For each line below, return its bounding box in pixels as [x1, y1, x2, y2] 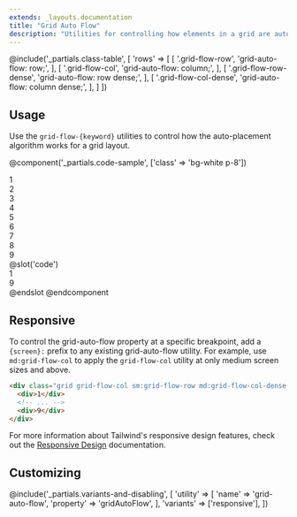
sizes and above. [9, 364, 71, 375]
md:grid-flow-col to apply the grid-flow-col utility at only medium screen [9, 355, 279, 365]
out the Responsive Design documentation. [9, 439, 166, 451]
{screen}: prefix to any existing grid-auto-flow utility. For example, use [9, 346, 267, 356]
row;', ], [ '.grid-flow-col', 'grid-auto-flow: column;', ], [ [29, 63, 227, 73]
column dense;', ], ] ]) [29, 81, 108, 93]
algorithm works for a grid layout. [9, 141, 131, 151]
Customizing [9, 465, 81, 480]
